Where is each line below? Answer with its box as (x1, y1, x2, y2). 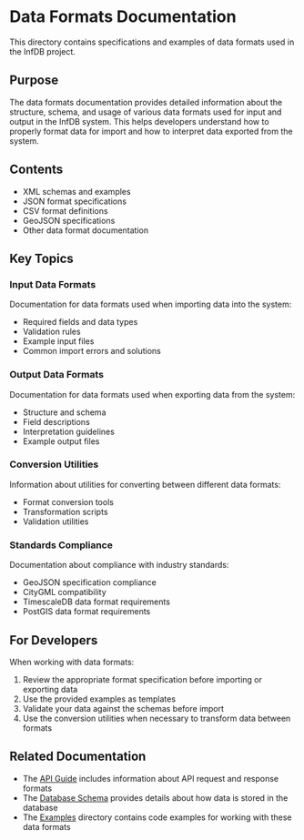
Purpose (9, 73, 59, 88)
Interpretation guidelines (22, 426, 116, 437)
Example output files (22, 435, 100, 447)
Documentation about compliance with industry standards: (9, 560, 229, 571)
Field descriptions (22, 416, 91, 427)
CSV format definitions (22, 205, 108, 216)
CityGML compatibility (22, 587, 106, 598)
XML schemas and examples (22, 186, 131, 197)
